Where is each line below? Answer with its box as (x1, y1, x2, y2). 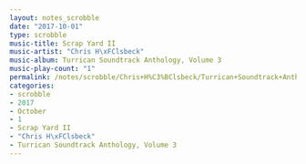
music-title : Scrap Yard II (9, 38, 117, 48)
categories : (9, 81, 55, 90)
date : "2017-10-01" (9, 22, 84, 31)
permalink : (9, 73, 51, 82)
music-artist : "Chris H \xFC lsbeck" (9, 47, 145, 56)
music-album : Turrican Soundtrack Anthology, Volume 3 (9, 56, 222, 65)
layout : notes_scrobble (9, 13, 100, 23)
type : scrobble (9, 30, 67, 39)
